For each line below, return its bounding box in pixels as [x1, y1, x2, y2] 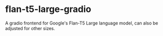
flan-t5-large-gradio [5, 3, 91, 15]
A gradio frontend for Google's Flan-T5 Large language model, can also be [5, 20, 159, 26]
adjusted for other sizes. [5, 25, 55, 31]
